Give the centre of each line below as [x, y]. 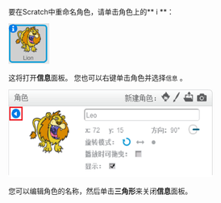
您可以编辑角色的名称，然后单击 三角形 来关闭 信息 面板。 [100, 191]
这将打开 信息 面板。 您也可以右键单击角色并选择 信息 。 [98, 78]
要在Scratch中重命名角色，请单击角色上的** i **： [92, 12]
